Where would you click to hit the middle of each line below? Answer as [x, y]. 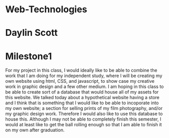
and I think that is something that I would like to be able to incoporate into [82, 103]
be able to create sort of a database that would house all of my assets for [82, 92]
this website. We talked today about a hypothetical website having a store [82, 98]
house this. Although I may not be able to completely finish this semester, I [83, 119]
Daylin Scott [32, 33]
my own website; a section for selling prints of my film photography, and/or [84, 108]
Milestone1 [29, 56]
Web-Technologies [46, 9]
